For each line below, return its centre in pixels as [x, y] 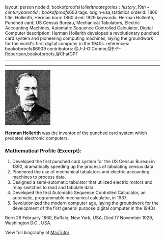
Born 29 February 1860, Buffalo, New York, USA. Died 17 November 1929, [79, 218]
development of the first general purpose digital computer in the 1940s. [84, 208]
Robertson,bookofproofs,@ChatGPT [42, 54]
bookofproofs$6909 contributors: [39, 49]
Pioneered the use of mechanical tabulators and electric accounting [81, 172]
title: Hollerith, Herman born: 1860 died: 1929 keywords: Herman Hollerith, [80, 17]
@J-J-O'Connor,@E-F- [98, 49]
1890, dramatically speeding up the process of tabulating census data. [83, 167]
